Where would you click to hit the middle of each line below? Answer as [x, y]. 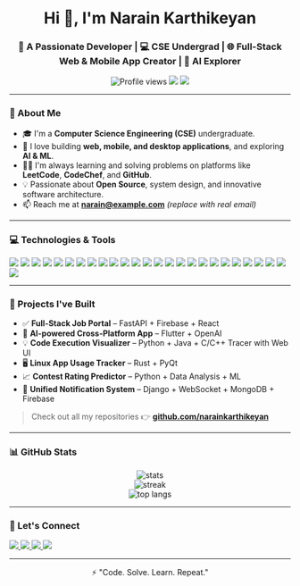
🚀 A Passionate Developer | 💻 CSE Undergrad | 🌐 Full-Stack [150, 46]
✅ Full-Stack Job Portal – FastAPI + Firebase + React [121, 323]
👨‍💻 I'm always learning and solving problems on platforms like [137, 165]
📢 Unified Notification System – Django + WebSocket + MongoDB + [148, 389]
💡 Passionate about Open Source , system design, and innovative [142, 184]
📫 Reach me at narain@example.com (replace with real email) [139, 204]
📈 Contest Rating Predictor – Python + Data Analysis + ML [131, 377]
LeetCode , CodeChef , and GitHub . [87, 174]
